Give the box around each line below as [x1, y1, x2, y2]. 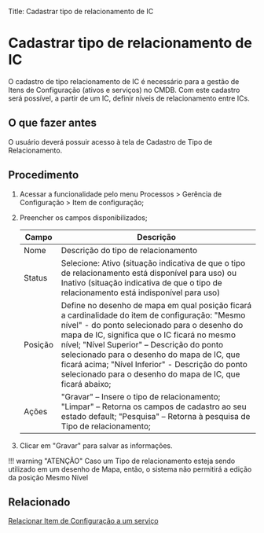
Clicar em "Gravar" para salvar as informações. [19, 440, 173, 450]
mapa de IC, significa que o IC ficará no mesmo [60, 329, 236, 340]
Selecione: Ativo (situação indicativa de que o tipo [60, 257, 246, 268]
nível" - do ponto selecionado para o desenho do [60, 319, 244, 330]
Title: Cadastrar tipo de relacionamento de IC [8, 7, 154, 16]
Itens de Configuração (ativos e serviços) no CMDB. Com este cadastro [8, 85, 240, 94]
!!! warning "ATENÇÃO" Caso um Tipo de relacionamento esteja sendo [8, 456, 236, 465]
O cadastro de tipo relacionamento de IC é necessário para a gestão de [8, 76, 240, 86]
